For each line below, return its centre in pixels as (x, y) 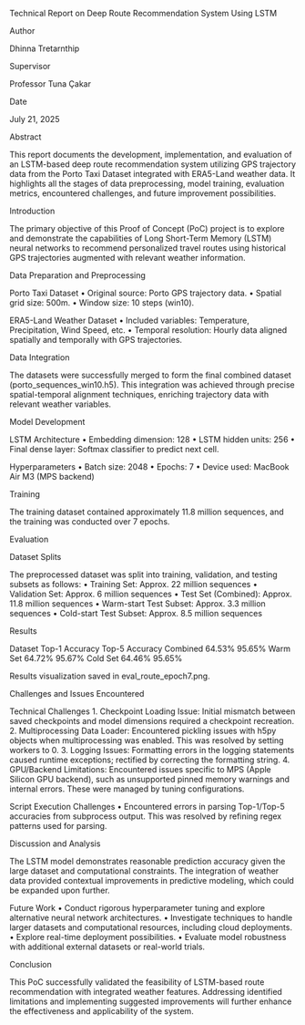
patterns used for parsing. (58, 826)
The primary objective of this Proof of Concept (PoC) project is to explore (147, 228)
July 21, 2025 (35, 119)
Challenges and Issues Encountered (77, 694)
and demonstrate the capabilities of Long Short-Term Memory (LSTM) (141, 238)
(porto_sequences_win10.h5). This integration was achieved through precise (152, 385)
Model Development (47, 422)
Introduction (32, 211)
